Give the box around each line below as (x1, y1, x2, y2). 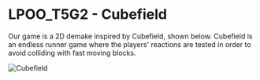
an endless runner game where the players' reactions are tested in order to (8, 39, 251, 49)
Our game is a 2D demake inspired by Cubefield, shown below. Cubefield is (8, 31, 253, 41)
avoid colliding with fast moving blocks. (8, 48, 136, 57)
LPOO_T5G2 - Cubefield (8, 5, 168, 24)
